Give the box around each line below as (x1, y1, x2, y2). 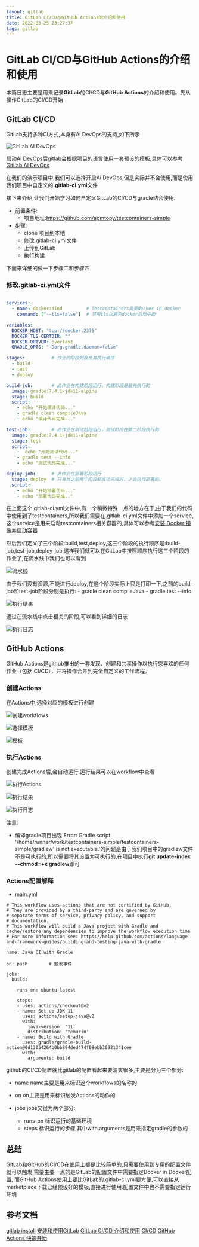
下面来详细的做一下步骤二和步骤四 (6, 264, 90, 272)
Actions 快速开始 (6, 1234, 48, 1242)
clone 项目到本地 (23, 230, 66, 236)
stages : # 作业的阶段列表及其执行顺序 (6, 355, 115, 361)
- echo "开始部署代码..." (17, 487, 76, 493)
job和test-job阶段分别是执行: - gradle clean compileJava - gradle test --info (6, 587, 192, 595)
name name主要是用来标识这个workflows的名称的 (14, 1079, 138, 1086)
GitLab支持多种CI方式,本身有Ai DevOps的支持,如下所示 (6, 131, 140, 138)
